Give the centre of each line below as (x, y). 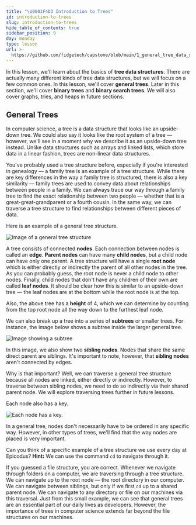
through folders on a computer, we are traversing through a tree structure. (95, 474)
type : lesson (22, 44)
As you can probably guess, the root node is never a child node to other (92, 274)
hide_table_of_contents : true (43, 28)
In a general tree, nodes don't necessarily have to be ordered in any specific (98, 426)
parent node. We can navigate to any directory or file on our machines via (94, 492)
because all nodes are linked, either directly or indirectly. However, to (89, 380)
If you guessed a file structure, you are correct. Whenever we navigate (91, 468)
